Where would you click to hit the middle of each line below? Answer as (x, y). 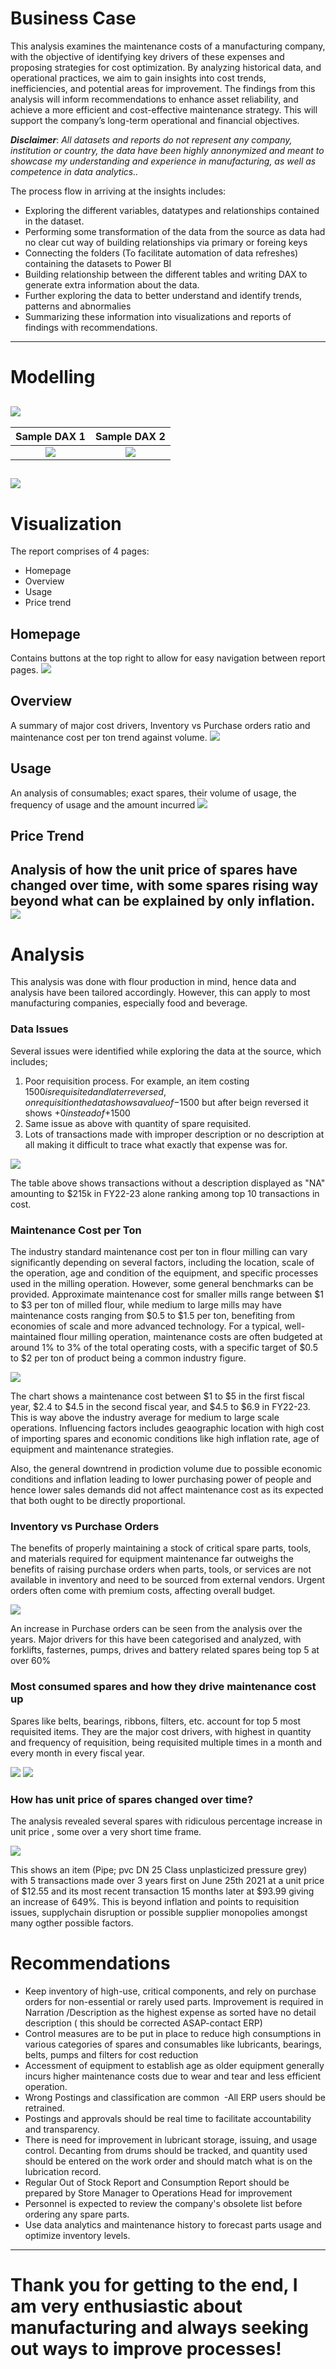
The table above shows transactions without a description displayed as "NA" (168, 1183)
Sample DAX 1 (50, 436)
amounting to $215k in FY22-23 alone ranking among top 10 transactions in (165, 1193)
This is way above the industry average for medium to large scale (145, 1418)
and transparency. (62, 2129)
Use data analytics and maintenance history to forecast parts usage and (173, 2224)
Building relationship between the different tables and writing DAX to (166, 274)
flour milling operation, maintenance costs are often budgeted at (190, 1337)
